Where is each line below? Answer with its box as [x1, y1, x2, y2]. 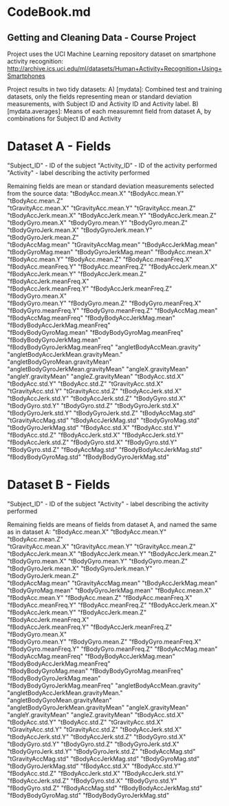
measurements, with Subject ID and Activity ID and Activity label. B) [7, 100, 199, 107]
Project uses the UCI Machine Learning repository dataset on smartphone [7, 50, 217, 58]
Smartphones [7, 72, 46, 80]
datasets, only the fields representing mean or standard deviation [7, 92, 193, 101]
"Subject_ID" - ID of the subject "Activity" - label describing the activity [7, 499, 209, 508]
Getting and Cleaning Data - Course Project [7, 32, 197, 43]
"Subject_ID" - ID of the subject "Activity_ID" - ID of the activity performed [7, 161, 217, 169]
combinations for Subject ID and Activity [7, 114, 122, 123]
